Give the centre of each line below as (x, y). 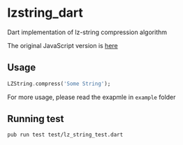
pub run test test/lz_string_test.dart (65, 135)
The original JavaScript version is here (63, 45)
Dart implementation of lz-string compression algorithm (87, 32)
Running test (36, 119)
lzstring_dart (45, 13)
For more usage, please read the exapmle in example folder (91, 97)
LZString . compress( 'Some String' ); (59, 84)
